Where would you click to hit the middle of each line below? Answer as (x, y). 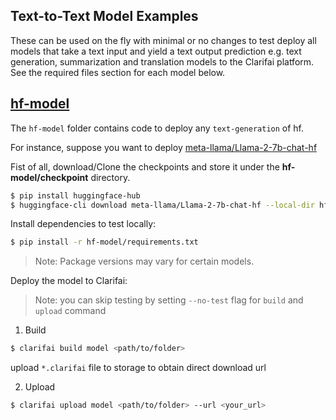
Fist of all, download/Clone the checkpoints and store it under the (145, 166)
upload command (70, 311)
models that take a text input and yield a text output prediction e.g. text (156, 51)
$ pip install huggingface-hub (75, 195)
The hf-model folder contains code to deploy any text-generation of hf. (157, 128)
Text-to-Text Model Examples (104, 16)
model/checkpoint (49, 177)
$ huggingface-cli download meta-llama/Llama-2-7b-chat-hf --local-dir (162, 205)
